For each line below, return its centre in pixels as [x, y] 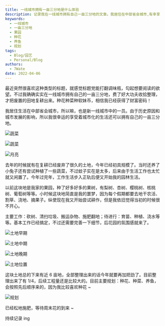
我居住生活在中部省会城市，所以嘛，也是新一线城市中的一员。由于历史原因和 [82, 110]
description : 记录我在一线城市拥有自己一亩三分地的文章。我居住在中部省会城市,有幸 [81, 14]
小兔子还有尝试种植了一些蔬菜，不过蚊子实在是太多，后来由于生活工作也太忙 [82, 171]
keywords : [15, 19]
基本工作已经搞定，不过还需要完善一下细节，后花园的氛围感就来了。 [82, 222]
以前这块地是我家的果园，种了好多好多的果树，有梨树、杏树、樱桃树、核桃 [80, 188]
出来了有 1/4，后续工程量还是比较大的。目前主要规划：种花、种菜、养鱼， [84, 281]
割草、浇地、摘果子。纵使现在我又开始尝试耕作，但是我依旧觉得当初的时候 [80, 200]
